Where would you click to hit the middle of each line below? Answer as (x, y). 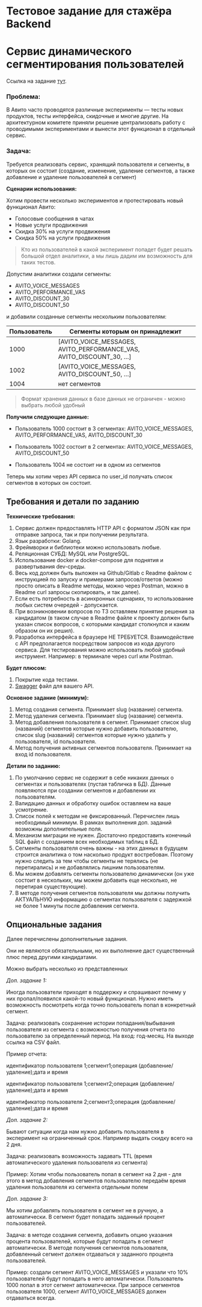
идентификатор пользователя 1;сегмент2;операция (72, 1084)
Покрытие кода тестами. (47, 679)
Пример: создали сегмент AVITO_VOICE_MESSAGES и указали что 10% (97, 1272)
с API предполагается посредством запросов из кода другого (95, 643)
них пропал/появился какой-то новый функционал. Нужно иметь (90, 999)
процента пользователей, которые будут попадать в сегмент (85, 1241)
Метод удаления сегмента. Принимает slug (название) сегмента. (99, 715)
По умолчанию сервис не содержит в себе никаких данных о (94, 777)
